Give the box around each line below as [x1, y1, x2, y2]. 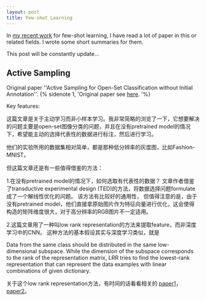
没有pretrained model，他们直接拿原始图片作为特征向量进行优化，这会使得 [6, 200, 195, 208]
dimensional [6, 248, 37, 255]
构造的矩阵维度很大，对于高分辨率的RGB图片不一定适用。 [6, 208, 152, 216]
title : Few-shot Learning [6, 15, 72, 21]
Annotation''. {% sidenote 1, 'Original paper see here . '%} [6, 90, 151, 98]
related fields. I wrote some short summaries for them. [6, 38, 144, 45]
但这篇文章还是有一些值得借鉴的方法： [6, 164, 103, 172]
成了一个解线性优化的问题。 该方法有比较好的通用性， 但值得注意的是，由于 [6, 193, 197, 200]
